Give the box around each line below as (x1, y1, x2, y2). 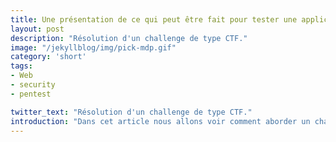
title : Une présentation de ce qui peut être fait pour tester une (10, 14, 298, 25)
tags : (10, 61, 33, 71)
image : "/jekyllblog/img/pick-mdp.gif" (10, 42, 177, 53)
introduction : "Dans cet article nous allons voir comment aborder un (10, 116, 311, 126)
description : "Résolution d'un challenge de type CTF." (10, 33, 248, 43)
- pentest (10, 89, 52, 99)
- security (10, 80, 56, 90)
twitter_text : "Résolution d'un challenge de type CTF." (10, 107, 253, 117)
